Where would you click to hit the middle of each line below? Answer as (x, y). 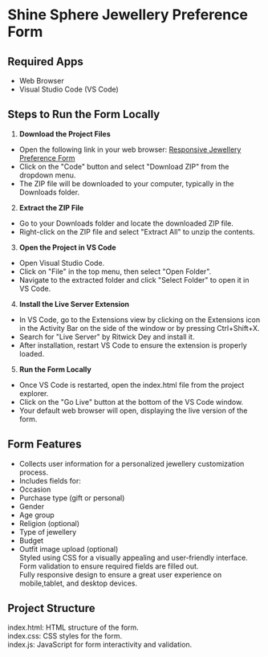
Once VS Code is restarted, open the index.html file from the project (132, 385)
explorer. (34, 393)
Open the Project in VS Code (68, 247)
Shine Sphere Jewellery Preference (128, 15)
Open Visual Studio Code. (62, 263)
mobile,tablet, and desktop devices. (78, 583)
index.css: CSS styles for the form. (65, 636)
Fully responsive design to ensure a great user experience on (120, 574)
